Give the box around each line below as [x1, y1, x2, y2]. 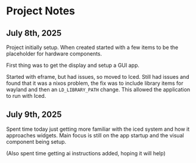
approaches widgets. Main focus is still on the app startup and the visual [6, 131, 184, 139]
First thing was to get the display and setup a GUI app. [6, 61, 140, 69]
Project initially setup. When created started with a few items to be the [6, 44, 179, 51]
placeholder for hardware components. [6, 50, 102, 57]
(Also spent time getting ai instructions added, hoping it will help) [6, 149, 166, 156]
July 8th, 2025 [6, 28, 62, 38]
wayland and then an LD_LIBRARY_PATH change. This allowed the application [6, 86, 191, 93]
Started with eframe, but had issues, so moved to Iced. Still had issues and [6, 73, 189, 80]
